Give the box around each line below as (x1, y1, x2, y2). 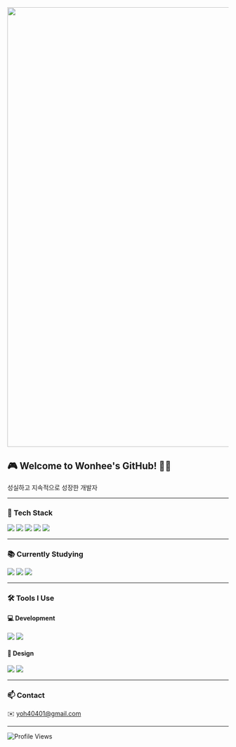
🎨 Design (7, 649, 34, 658)
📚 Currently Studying (7, 549, 84, 559)
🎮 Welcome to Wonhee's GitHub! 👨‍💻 (7, 460, 171, 472)
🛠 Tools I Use (7, 594, 55, 604)
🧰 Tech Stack (7, 508, 53, 518)
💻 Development (7, 613, 55, 622)
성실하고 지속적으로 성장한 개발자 (7, 483, 98, 492)
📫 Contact (7, 690, 45, 700)
